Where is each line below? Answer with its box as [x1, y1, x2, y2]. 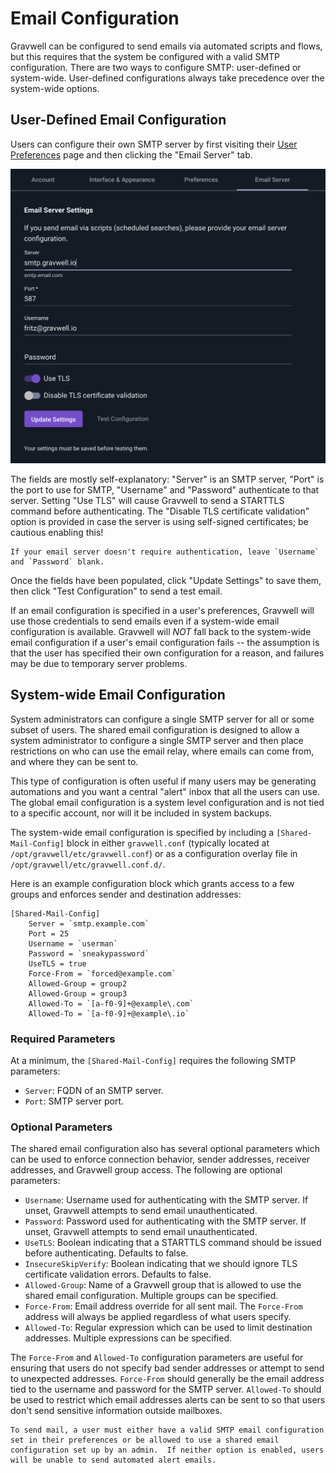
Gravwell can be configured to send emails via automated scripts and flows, [10, 40, 323, 52]
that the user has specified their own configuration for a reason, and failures [10, 647, 325, 659]
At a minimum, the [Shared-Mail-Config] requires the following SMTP [10, 1054, 297, 1066]
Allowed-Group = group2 [28, 978, 128, 989]
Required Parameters [10, 1032, 116, 1046]
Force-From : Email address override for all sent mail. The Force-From [24, 1300, 303, 1312]
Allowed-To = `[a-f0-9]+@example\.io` [28, 1008, 190, 1019]
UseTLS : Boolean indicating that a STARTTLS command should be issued [24, 1237, 322, 1249]
